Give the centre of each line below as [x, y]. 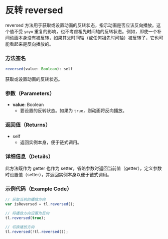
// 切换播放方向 [20, 227]
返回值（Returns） [28, 125]
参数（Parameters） [30, 93]
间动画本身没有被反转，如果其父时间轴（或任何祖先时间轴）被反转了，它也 [82, 38]
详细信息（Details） [29, 156]
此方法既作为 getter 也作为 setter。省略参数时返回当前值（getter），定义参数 [83, 168]
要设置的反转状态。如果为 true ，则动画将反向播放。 [73, 110]
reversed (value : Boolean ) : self [39, 69]
